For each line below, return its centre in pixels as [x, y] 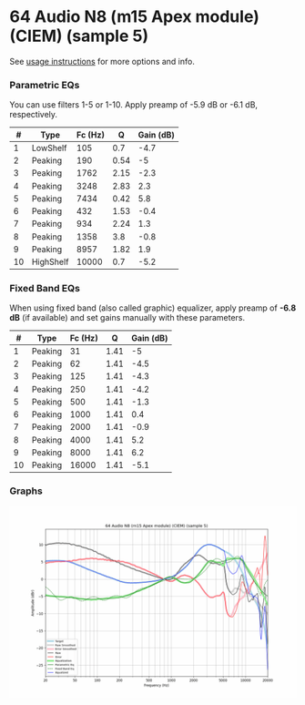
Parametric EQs [45, 85]
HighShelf [50, 262]
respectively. [33, 115]
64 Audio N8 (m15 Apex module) [134, 17]
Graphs [26, 491]
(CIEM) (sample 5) [79, 36]
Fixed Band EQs [45, 288]
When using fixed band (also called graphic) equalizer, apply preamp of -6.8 [153, 308]
